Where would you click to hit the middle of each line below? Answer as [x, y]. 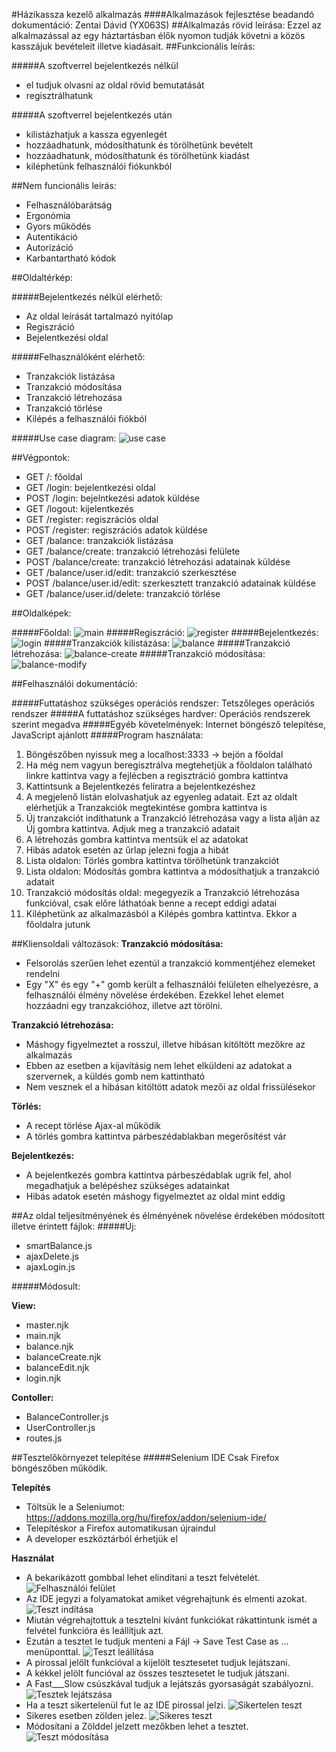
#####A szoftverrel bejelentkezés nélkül [95, 65]
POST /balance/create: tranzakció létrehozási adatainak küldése [158, 562]
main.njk [43, 1335]
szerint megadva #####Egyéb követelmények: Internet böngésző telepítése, [169, 724]
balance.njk [49, 1346]
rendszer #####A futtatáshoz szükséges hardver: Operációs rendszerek [161, 713]
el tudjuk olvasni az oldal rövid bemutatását [115, 85]
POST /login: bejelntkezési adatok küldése [113, 498]
